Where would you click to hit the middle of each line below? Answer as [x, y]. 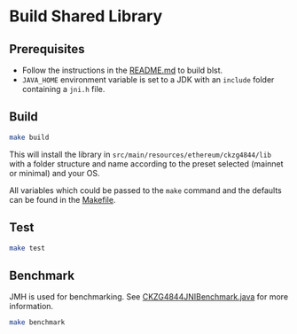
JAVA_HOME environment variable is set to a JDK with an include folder [148, 80]
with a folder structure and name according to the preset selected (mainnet [146, 163]
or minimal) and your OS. [55, 173]
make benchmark [37, 322]
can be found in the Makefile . [63, 199]
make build [29, 137]
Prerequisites [47, 49]
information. [31, 307]
